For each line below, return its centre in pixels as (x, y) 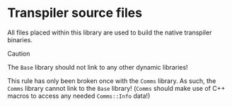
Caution (19, 53)
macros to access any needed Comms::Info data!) (79, 96)
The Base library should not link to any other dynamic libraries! (98, 67)
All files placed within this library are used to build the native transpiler (110, 32)
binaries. (20, 39)
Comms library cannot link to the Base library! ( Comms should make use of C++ (116, 88)
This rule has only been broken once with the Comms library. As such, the (112, 81)
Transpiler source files (75, 13)
